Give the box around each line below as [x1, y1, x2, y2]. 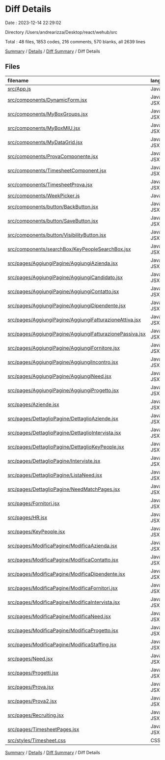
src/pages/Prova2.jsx [7, 698, 57, 704]
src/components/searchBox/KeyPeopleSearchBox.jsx [7, 246, 131, 253]
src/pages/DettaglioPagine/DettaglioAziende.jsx [7, 415, 119, 422]
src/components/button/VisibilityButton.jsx [7, 231, 107, 238]
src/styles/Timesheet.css [7, 737, 66, 744]
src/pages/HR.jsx [7, 514, 48, 521]
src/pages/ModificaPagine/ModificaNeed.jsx [7, 613, 111, 619]
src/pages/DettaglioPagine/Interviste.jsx [7, 457, 101, 464]
